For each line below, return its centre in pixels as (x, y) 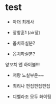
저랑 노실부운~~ (28, 75)
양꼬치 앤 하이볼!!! (22, 64)
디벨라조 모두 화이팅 (32, 96)
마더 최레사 (23, 22)
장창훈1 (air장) (26, 32)
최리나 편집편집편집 (31, 86)
